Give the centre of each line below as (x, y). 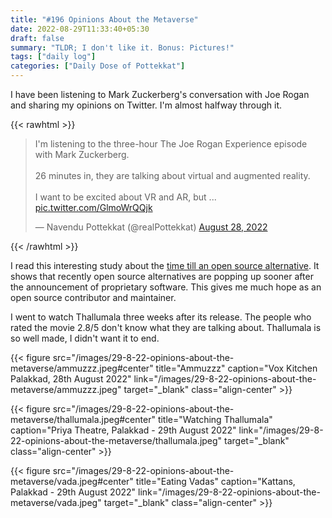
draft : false (37, 38)
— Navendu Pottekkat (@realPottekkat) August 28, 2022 (151, 227)
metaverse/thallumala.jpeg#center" (83, 419)
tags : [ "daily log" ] (53, 57)
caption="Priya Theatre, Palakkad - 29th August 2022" (123, 430)
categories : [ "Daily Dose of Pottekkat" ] (98, 66)
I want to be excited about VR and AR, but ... (125, 197)
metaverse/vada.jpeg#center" (72, 481)
